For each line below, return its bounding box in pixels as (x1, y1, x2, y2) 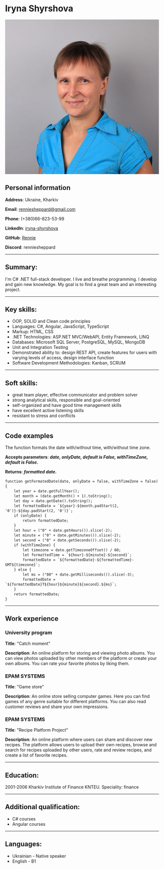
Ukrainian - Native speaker (12, 853, 66, 859)
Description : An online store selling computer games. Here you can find (5, 693, 150, 699)
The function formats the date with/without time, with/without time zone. (5, 445, 151, 450)
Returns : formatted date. (5, 469, 57, 474)
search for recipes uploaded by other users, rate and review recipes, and (5, 747, 152, 753)
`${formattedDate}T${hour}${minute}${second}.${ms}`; (5, 582, 117, 587)
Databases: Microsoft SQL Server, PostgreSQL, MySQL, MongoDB (12, 339, 145, 345)
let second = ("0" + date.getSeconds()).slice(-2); (14, 538, 121, 543)
